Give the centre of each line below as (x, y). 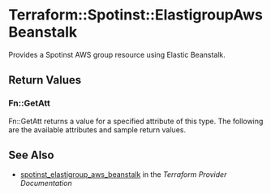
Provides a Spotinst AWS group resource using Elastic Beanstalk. (117, 54)
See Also (31, 155)
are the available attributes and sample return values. (97, 129)
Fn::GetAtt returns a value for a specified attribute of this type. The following (136, 121)
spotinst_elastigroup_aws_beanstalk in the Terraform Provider (123, 175)
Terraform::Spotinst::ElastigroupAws (136, 15)
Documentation (46, 183)
